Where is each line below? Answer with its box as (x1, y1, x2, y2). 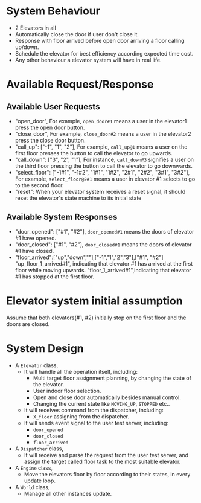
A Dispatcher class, (14, 445, 63, 452)
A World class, (14, 483, 50, 490)
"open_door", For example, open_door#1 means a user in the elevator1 (14, 117, 187, 124)
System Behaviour (6, 4, 101, 18)
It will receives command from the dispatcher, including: (24, 406, 164, 414)
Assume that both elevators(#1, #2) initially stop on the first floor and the (6, 314, 187, 321)
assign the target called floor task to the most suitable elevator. (24, 458, 181, 465)
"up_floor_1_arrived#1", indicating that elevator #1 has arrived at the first (14, 260, 193, 267)
